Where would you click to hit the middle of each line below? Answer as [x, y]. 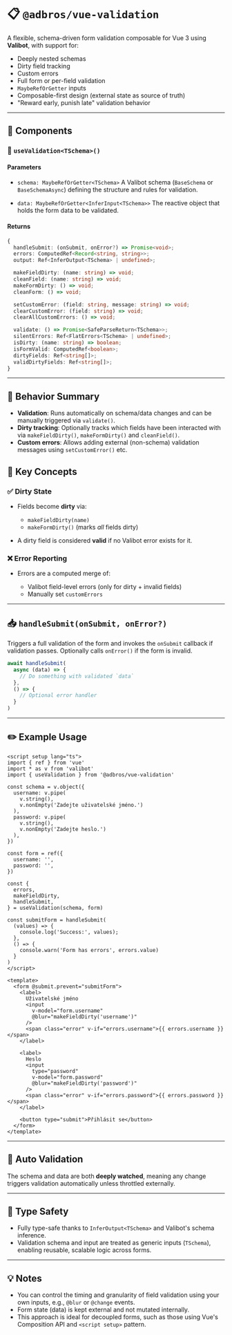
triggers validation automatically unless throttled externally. [91, 1183]
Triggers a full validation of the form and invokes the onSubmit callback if [110, 644]
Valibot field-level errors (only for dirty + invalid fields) [105, 587]
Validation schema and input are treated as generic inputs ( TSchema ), [114, 1243]
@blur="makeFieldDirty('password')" [85, 1083]
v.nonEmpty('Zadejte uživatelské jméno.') [81, 805]
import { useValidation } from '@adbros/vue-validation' [91, 775]
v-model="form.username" [68, 1011]
